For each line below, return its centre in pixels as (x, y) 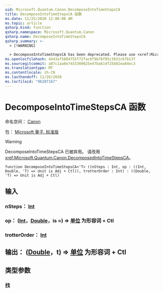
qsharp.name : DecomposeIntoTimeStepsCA (45, 37)
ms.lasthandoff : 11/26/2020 (33, 77)
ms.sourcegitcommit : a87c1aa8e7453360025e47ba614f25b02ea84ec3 (70, 64)
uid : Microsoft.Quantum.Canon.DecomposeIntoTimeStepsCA (63, 9)
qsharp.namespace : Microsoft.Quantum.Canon (50, 32)
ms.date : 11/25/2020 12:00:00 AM (39, 18)
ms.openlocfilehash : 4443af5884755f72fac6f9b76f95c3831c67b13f (70, 59)
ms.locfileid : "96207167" (31, 82)
